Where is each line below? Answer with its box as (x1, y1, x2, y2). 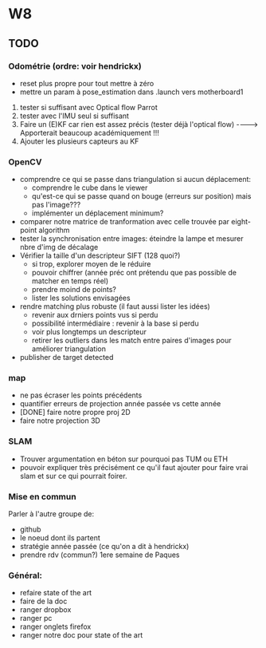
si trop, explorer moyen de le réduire (31, 259, 151, 269)
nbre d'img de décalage (19, 243, 99, 252)
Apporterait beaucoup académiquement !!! (19, 128, 159, 137)
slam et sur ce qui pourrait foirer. (19, 471, 127, 480)
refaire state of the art (19, 588, 92, 598)
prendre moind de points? (31, 285, 117, 294)
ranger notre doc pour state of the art (19, 630, 143, 640)
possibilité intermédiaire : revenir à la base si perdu (31, 318, 199, 328)
